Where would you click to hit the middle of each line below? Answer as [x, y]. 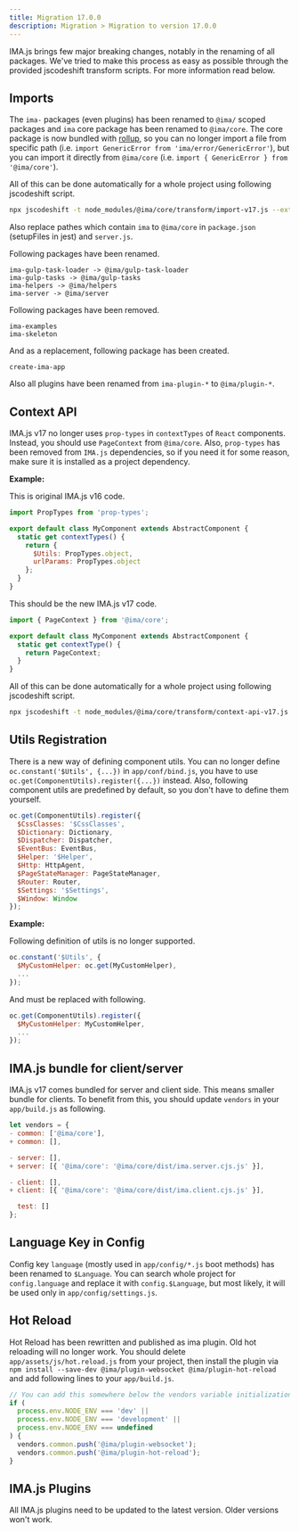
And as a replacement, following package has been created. [119, 351]
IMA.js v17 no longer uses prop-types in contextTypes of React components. [148, 433]
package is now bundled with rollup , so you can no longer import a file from [148, 138]
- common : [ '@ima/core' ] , [57, 1133]
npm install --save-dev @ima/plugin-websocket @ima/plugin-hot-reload [143, 1370]
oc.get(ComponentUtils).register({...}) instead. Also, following [129, 780]
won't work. [31, 1520]
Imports [32, 98]
